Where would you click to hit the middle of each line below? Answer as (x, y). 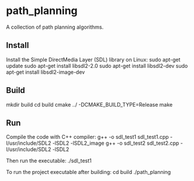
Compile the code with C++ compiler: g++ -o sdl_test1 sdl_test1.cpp (88, 137)
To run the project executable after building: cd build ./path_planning (89, 172)
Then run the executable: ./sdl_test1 (49, 161)
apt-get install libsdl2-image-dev (46, 72)
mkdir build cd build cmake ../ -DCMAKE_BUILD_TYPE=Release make (89, 104)
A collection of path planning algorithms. (55, 27)
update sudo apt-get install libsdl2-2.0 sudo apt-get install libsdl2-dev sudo (97, 66)
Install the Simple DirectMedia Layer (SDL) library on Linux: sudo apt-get (93, 59)
